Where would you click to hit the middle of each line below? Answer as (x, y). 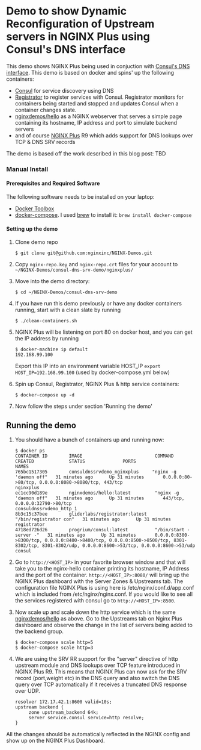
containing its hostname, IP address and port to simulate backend (96, 122)
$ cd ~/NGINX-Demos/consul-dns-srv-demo (66, 292)
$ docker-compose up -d (45, 395)
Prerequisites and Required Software (53, 183)
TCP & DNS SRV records (45, 142)
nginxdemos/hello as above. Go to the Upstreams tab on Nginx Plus (98, 619)
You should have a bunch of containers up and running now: (89, 440)
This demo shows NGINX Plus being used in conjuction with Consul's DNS (98, 66)
